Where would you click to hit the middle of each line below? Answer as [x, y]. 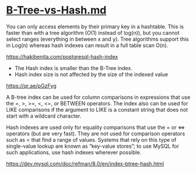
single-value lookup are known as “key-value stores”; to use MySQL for [93, 146]
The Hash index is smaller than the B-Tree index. [73, 68]
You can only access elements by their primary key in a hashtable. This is [95, 26]
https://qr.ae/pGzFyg [31, 85]
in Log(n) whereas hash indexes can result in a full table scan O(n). [87, 45]
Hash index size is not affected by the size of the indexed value [91, 74]
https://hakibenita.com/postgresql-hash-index [62, 56]
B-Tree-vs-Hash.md [57, 10]
